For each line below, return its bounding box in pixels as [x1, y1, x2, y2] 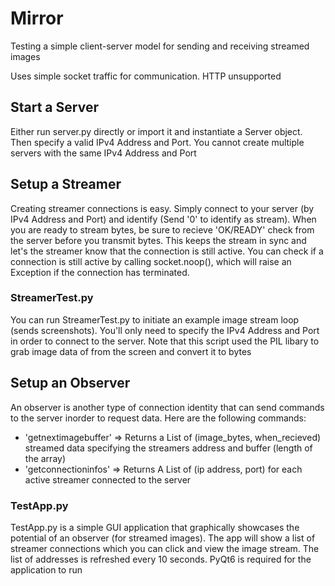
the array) [24, 452, 67, 464]
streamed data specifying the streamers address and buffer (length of [24, 442, 313, 454]
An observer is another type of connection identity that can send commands [10, 401, 325, 413]
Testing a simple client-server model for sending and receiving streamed [10, 40, 310, 52]
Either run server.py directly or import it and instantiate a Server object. [10, 125, 303, 137]
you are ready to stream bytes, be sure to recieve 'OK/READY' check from [10, 223, 315, 236]
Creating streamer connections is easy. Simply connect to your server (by [10, 202, 315, 214]
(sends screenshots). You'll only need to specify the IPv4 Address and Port [10, 324, 320, 336]
